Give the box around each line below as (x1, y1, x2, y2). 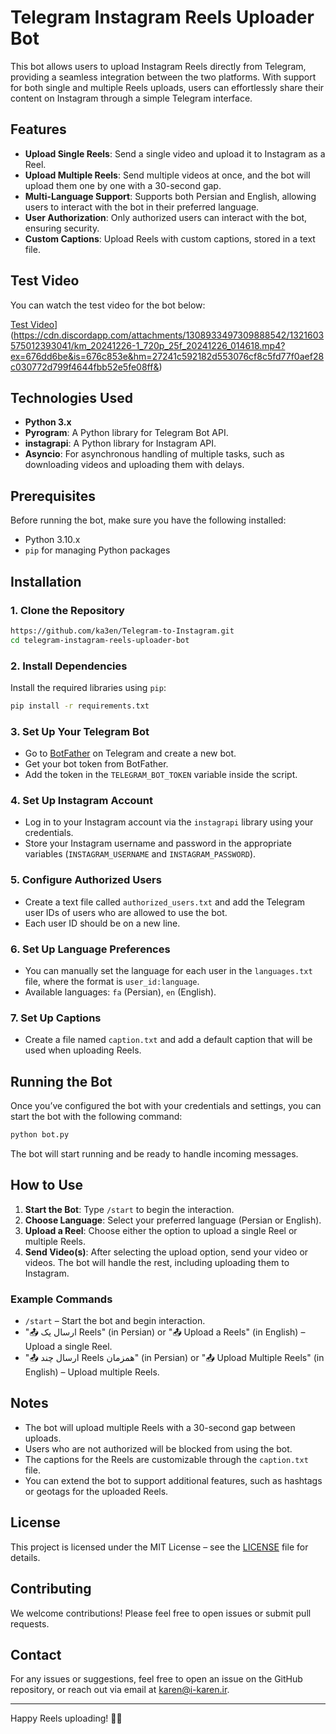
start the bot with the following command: (10, 1111, 183, 1123)
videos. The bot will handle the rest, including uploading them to (24, 1256, 290, 1268)
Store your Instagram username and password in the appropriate (24, 837, 292, 850)
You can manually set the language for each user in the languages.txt (24, 964, 313, 976)
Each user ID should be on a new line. (24, 917, 181, 929)
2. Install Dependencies (10, 659, 128, 673)
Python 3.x (24, 416, 72, 428)
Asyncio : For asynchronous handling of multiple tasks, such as (24, 448, 285, 460)
